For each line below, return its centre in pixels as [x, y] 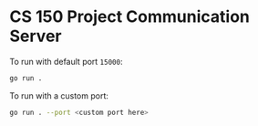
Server [36, 36]
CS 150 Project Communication [130, 17]
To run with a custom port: [59, 95]
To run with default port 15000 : [66, 61]
